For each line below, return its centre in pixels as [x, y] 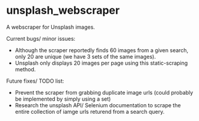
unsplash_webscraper [63, 10]
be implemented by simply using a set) [63, 99]
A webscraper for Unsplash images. [51, 27]
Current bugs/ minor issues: [41, 38]
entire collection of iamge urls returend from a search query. [90, 111]
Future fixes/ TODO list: [35, 81]
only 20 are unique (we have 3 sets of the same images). [85, 56]
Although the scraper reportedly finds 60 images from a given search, [102, 50]
